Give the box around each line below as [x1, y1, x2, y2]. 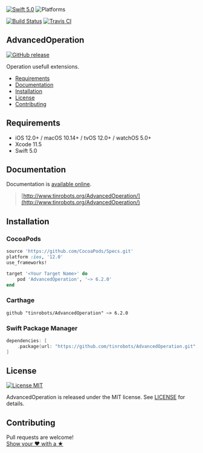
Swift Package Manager [6, 324, 78, 332]
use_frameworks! [6, 260, 47, 266]
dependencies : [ [6, 337, 47, 344]
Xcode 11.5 [14, 140, 42, 148]
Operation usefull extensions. [6, 62, 80, 70]
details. [6, 400, 25, 408]
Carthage [6, 296, 35, 304]
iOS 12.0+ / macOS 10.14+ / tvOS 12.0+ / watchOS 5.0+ [14, 134, 152, 141]
